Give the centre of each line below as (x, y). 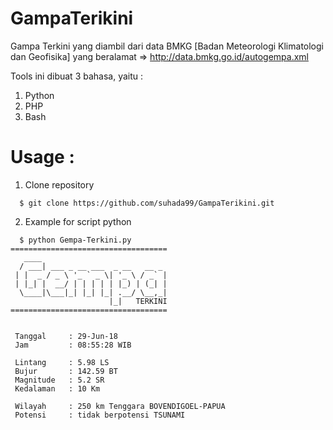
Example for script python (78, 221)
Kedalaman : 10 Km (57, 388)
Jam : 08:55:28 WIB (73, 345)
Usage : (42, 157)
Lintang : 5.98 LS (62, 362)
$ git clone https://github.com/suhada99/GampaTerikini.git (147, 203)
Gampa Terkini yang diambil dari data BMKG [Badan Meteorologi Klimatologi (167, 46)
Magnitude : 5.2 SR (59, 380)
